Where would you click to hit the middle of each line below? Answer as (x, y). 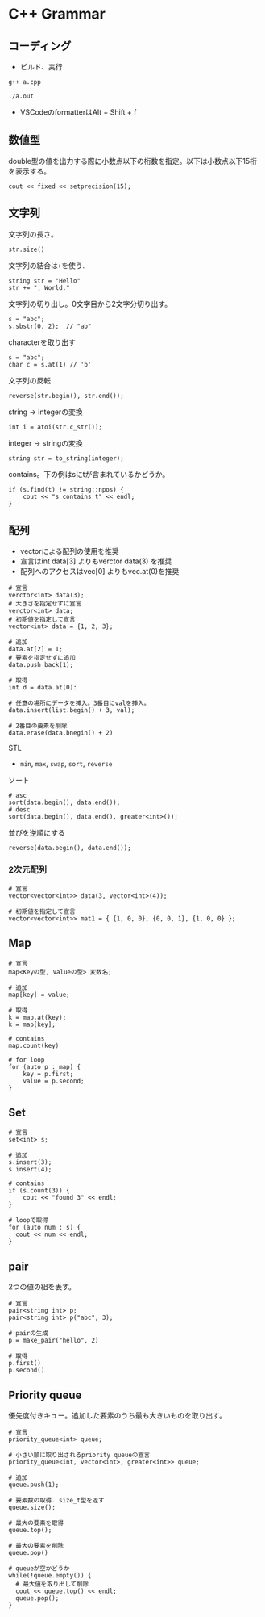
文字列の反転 (29, 380)
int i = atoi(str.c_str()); (56, 427)
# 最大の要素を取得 (36, 1523)
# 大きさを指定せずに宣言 (45, 604)
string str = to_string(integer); (66, 458)
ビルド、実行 (41, 67)
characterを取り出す (42, 342)
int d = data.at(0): (43, 688)
